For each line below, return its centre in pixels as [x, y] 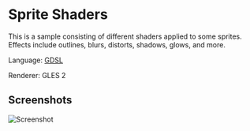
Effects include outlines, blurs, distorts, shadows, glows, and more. [117, 44]
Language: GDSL [35, 60]
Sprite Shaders [58, 15]
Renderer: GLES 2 [37, 75]
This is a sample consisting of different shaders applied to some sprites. [125, 36]
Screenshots [40, 100]
